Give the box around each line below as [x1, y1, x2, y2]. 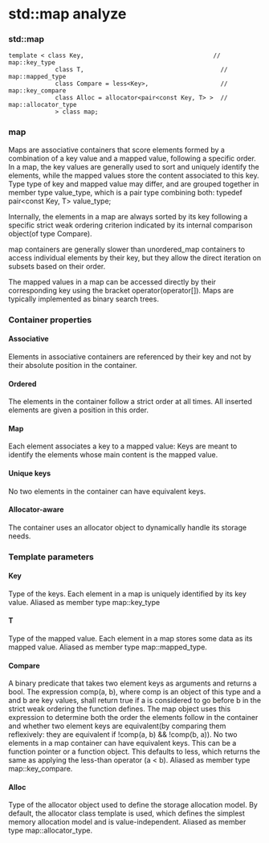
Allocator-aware [8, 505, 64, 514]
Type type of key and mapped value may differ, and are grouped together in [8, 178, 259, 189]
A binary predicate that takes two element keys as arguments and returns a [8, 678, 257, 688]
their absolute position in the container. [8, 360, 138, 370]
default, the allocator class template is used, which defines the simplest [8, 808, 245, 818]
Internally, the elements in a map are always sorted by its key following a [8, 211, 248, 221]
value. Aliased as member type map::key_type [8, 597, 161, 607]
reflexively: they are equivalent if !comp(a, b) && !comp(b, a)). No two [8, 730, 238, 739]
